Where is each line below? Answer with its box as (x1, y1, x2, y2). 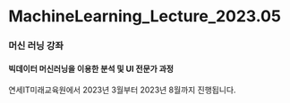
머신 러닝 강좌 (8, 40, 64, 52)
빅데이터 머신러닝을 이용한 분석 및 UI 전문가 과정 (8, 63, 174, 74)
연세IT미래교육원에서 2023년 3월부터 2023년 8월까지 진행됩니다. (8, 84, 236, 95)
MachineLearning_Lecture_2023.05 (8, 6, 281, 27)
